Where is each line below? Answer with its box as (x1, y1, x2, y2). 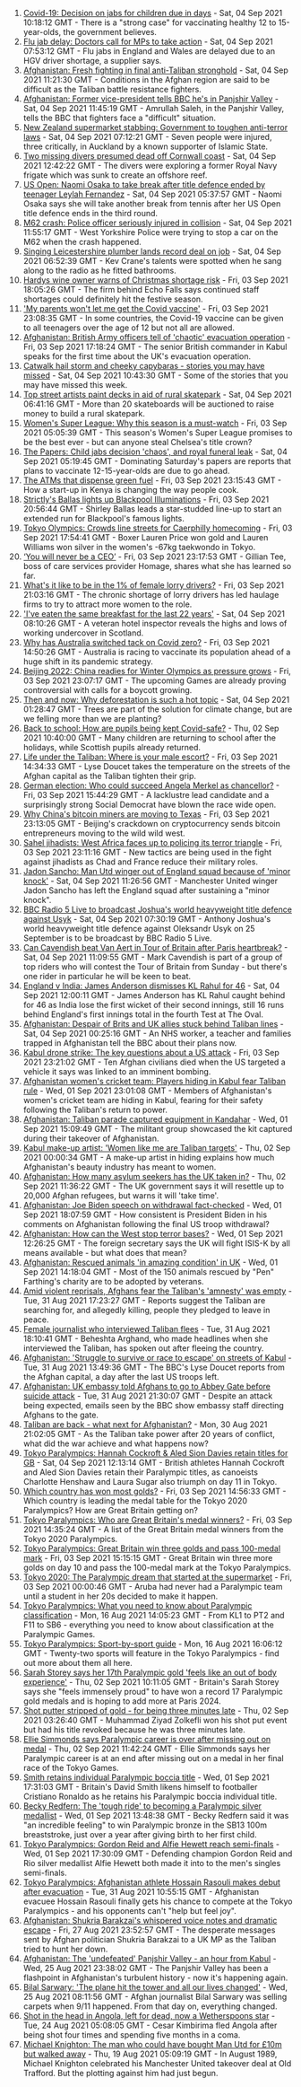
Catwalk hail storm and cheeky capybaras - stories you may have (22, 361, 265, 371)
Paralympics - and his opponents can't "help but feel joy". (22, 1906, 236, 1916)
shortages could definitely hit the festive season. (22, 294, 204, 304)
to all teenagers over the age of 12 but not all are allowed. (22, 322, 236, 333)
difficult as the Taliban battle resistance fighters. (22, 84, 202, 94)
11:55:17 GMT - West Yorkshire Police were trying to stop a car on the (22, 227, 279, 237)
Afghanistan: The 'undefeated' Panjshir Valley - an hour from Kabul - (22, 1953, 277, 1964)
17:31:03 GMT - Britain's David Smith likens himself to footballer (22, 1782, 258, 1792)
